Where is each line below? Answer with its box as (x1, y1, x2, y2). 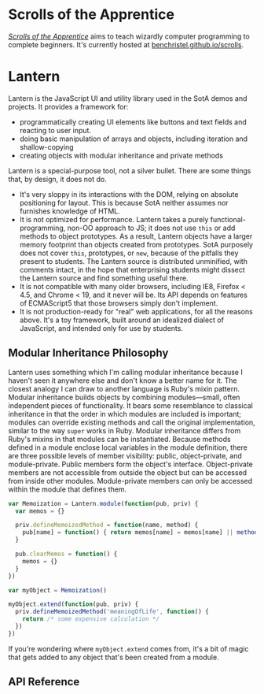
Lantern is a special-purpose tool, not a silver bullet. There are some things (8, 165, 251, 175)
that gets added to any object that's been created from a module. (8, 652, 219, 662)
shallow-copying (19, 142, 74, 151)
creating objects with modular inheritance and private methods (19, 150, 224, 160)
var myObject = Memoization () (8, 586, 108, 594)
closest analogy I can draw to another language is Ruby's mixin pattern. (8, 384, 240, 393)
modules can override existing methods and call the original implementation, (8, 418, 255, 427)
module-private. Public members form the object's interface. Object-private (8, 459, 253, 469)
